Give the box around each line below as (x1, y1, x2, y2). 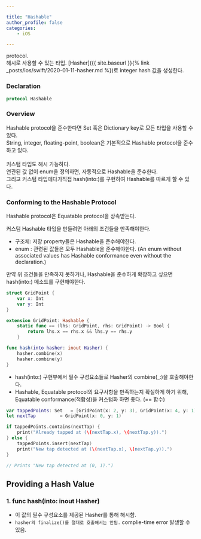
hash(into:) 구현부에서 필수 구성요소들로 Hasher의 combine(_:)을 (14, 373, 169, 380)
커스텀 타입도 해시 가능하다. (6, 160, 71, 167)
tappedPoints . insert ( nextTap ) (17, 440, 93, 446)
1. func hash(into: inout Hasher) (6, 497, 100, 505)
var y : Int (17, 301, 44, 307)
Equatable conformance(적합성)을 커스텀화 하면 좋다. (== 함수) (14, 396, 166, 403)
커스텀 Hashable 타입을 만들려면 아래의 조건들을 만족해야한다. (6, 225, 151, 232)
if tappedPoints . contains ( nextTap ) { (6, 424, 100, 430)
